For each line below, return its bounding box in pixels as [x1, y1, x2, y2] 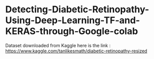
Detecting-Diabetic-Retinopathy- [5, 4, 149, 15]
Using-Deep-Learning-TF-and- [5, 14, 140, 26]
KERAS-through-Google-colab [5, 26, 138, 37]
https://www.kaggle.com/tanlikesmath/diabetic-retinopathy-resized [5, 48, 147, 54]
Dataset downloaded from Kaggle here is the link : [5, 42, 111, 48]
